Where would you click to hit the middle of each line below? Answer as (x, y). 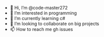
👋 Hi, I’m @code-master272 (39, 8)
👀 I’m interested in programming (43, 13)
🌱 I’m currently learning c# (38, 18)
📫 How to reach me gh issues (41, 29)
